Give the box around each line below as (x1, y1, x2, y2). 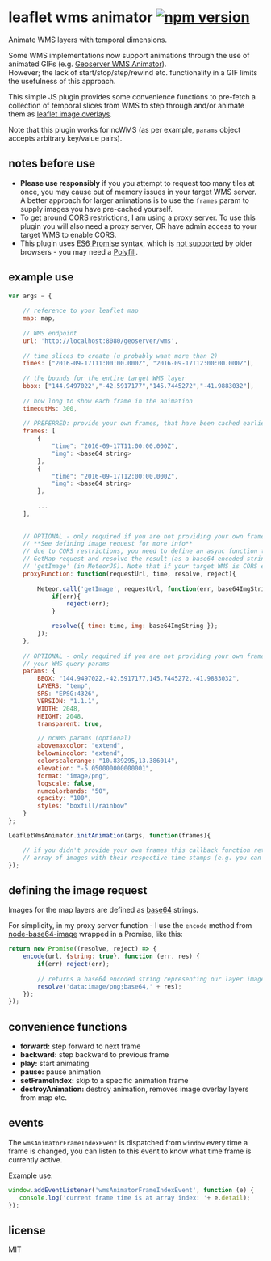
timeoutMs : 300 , (23, 404, 78, 412)
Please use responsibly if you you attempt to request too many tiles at (19, 178, 256, 188)
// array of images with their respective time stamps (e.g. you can (23, 854, 262, 862)
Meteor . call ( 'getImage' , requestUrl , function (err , (37, 584, 215, 593)
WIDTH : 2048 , (37, 704, 81, 713)
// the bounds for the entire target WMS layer (23, 374, 186, 383)
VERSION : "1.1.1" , (37, 697, 99, 705)
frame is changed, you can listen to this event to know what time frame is (8, 1146, 252, 1156)
